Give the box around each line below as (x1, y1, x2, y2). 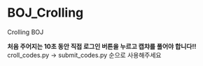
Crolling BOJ (7, 28, 44, 36)
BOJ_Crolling (7, 5, 84, 21)
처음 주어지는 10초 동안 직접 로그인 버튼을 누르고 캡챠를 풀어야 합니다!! (7, 42, 197, 50)
